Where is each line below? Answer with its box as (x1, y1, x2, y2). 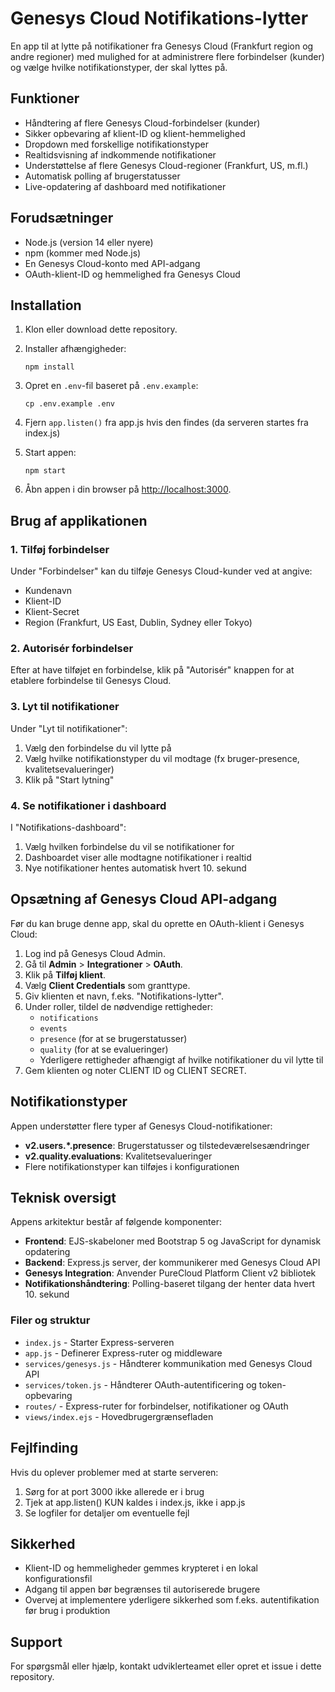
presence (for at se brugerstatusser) (39, 1032, 188, 1044)
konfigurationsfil (24, 1573, 93, 1585)
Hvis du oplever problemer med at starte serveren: (10, 1466, 219, 1478)
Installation (10, 297, 82, 314)
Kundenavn (24, 585, 73, 597)
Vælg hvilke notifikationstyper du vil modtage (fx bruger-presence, (24, 752, 300, 764)
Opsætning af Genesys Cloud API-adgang (10, 891, 278, 908)
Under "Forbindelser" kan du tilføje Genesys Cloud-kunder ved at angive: (10, 565, 313, 577)
